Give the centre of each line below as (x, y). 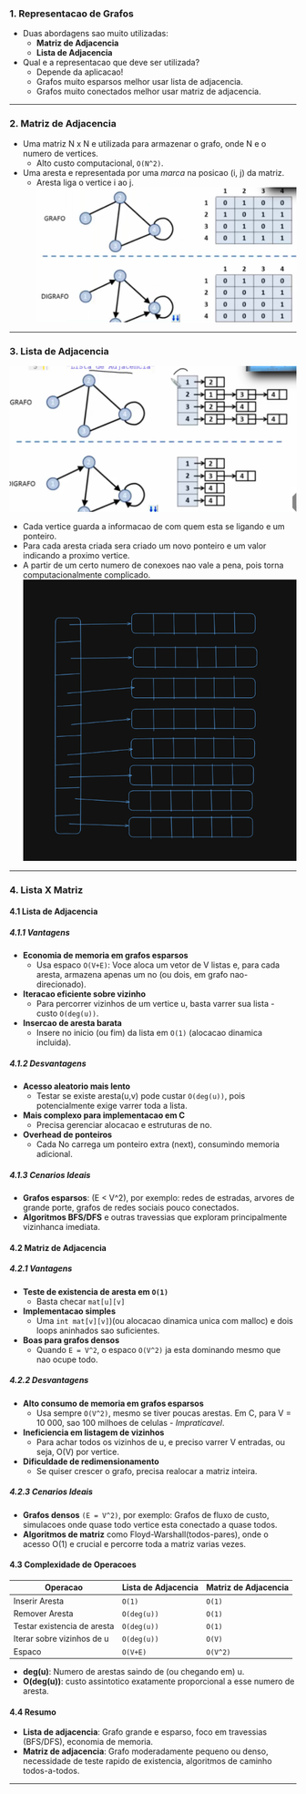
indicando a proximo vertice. (76, 556)
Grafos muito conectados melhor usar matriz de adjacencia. (148, 92)
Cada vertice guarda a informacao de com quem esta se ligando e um (153, 527)
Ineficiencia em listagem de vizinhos (93, 1432)
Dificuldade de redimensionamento (91, 1461)
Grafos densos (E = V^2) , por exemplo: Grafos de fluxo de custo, (146, 1514)
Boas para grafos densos (71, 1340)
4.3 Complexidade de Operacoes (73, 1564)
